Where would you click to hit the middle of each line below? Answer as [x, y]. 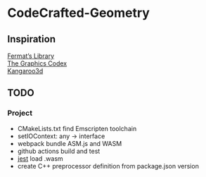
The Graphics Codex [37, 63]
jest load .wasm [40, 158]
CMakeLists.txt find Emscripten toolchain [77, 128]
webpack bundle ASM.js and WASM [70, 143]
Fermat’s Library [31, 56]
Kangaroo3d [25, 71]
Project [20, 113]
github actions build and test [59, 151]
